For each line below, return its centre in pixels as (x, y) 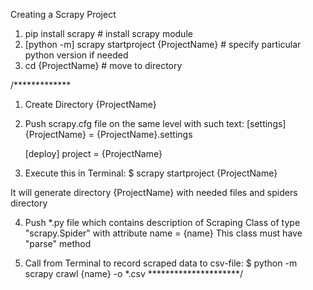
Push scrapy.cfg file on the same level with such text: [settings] (155, 123)
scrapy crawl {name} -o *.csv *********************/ (134, 273)
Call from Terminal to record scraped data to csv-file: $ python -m (161, 263)
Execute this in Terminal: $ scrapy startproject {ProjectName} (151, 173)
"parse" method (58, 243)
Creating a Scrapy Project (63, 14)
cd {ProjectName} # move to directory (103, 65)
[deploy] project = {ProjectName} (93, 153)
